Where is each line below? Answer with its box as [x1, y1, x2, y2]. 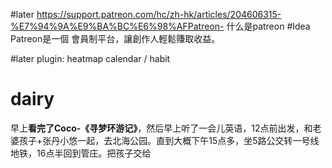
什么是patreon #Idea [226, 20, 311, 32]
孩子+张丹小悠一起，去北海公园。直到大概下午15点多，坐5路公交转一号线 [18, 134, 320, 146]
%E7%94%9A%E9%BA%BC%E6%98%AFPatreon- [10, 20, 225, 32]
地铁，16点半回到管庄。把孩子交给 [10, 147, 152, 159]
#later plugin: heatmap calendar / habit [10, 53, 171, 64]
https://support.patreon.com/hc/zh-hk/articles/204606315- [36, 9, 282, 20]
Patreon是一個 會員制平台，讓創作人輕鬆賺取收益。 [10, 33, 221, 44]
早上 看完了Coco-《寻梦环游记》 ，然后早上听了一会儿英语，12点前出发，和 [10, 122, 313, 134]
